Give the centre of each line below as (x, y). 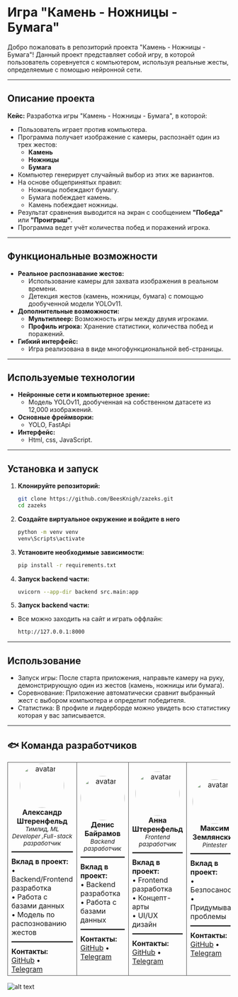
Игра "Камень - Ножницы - (92, 12)
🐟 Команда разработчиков (72, 745)
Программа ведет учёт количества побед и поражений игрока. (114, 227)
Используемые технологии (71, 378)
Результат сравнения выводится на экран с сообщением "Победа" (120, 212)
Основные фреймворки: (56, 417)
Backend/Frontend (42, 879)
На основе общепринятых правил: (70, 182)
